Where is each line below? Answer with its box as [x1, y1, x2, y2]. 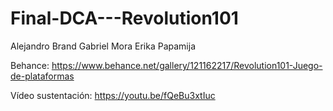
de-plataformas [10, 70, 75, 82]
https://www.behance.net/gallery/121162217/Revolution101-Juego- [51, 59, 323, 71]
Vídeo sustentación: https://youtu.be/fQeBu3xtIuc [10, 89, 216, 101]
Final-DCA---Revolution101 [10, 7, 239, 30]
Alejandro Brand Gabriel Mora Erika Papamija [10, 40, 197, 52]
